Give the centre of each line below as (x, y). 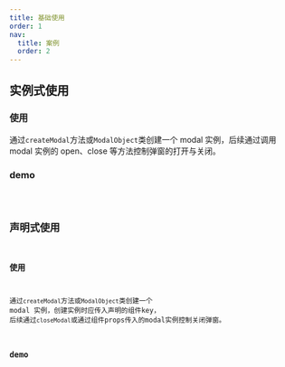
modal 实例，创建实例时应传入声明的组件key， (85, 311)
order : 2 (34, 52)
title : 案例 (39, 43)
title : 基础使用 (37, 18)
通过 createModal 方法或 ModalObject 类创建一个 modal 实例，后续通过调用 (143, 139)
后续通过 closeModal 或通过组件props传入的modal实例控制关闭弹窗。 (118, 320)
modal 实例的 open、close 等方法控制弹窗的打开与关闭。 (115, 151)
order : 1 (26, 26)
